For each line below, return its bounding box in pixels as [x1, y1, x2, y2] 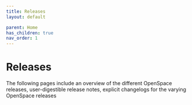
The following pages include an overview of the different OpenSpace [6, 80, 173, 87]
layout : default [6, 14, 46, 20]
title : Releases [6, 8, 46, 15]
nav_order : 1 [6, 36, 38, 41]
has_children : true [6, 30, 54, 36]
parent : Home [6, 24, 38, 30]
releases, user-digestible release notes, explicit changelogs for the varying [6, 86, 186, 93]
